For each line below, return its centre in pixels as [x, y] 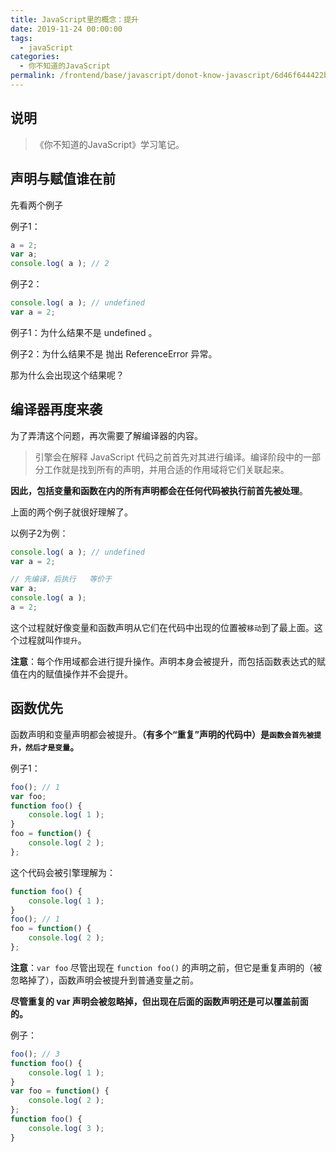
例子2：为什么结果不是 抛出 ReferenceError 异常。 [114, 353]
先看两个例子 [36, 205]
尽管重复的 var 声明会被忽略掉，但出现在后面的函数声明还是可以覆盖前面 [159, 1001]
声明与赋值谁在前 [63, 179]
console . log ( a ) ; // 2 [60, 264]
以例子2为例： [39, 533]
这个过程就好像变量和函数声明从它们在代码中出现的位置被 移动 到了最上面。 [162, 627]
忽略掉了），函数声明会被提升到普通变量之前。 [104, 980]
